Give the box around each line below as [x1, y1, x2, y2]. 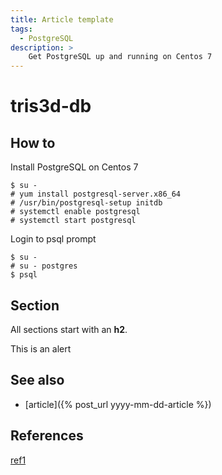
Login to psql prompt [10, 233, 97, 245]
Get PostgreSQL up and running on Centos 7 [28, 52, 213, 62]
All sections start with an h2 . [10, 323, 128, 335]
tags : [10, 24, 33, 34]
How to [10, 134, 56, 151]
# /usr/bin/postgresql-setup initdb [10, 198, 163, 208]
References [10, 427, 84, 445]
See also [10, 372, 65, 389]
